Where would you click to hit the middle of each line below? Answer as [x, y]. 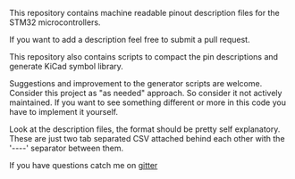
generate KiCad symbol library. [66, 66]
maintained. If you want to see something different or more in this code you [147, 102]
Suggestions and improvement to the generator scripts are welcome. [136, 83]
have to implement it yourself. [64, 112]
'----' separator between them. [66, 148]
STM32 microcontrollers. [55, 22]
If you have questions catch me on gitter [84, 165]
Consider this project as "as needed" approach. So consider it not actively [146, 93]
